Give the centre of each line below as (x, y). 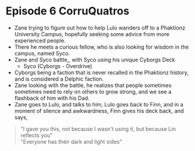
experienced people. (40, 40)
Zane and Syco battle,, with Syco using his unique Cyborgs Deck (94, 60)
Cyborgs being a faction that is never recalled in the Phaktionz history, (101, 72)
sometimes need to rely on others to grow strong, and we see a (93, 91)
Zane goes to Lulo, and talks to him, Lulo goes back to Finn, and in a (99, 104)
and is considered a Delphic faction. (59, 79)
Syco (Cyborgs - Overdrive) (58, 66)
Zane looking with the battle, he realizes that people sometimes (93, 85)
